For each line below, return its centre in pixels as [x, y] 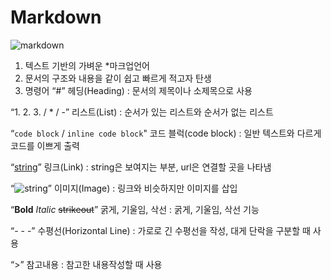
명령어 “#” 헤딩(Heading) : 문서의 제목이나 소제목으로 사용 [138, 90]
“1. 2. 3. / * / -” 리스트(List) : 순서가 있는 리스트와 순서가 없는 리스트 [142, 112]
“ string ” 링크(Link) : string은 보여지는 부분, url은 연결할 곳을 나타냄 [141, 167]
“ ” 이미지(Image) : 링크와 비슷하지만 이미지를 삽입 [124, 188]
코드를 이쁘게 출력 [45, 145]
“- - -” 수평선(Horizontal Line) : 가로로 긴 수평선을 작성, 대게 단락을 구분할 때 [160, 230]
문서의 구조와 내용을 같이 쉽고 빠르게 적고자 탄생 [118, 78]
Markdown [56, 17]
